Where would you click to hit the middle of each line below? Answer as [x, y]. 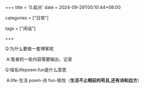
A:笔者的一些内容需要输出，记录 [39, 59]
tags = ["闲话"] [20, 28]
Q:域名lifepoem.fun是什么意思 [36, 70]
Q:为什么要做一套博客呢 [29, 48]
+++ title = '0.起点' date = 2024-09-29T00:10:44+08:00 [63, 7]
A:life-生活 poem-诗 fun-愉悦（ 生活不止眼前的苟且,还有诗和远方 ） [74, 80]
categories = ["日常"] [27, 18]
